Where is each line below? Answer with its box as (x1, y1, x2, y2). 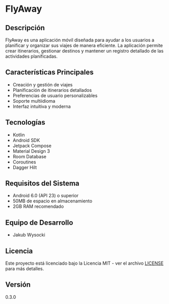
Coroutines (12, 159, 36, 165)
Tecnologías (5, 118, 45, 127)
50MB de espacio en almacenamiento (12, 198, 93, 204)
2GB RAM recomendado (12, 203, 64, 209)
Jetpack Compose (12, 143, 52, 149)
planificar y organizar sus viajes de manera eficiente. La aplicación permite (5, 42, 163, 49)
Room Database (12, 153, 47, 159)
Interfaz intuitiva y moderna (12, 103, 71, 109)
